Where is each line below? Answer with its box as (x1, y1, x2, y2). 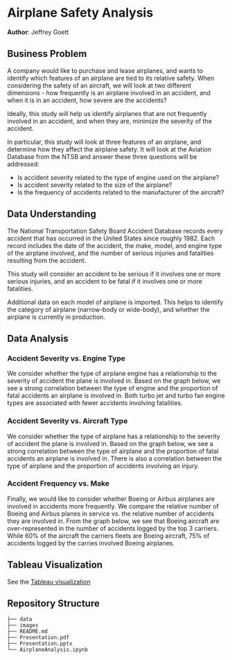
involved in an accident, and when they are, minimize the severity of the (7, 117, 213, 125)
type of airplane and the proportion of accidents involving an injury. (7, 461, 199, 470)
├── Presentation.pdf (7, 634, 70, 641)
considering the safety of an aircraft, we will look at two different (7, 81, 192, 90)
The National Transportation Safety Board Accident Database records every (7, 226, 224, 235)
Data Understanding (7, 208, 97, 220)
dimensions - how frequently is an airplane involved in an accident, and (7, 88, 211, 97)
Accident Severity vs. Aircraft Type (7, 416, 128, 426)
